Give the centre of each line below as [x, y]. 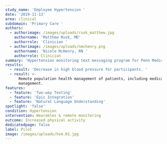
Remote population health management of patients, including [83, 79]
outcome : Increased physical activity [45, 120]
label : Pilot [19, 129]
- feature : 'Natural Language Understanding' [58, 102]
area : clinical [21, 19]
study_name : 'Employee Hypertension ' [45, 10]
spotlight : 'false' [25, 106]
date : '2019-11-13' [25, 14]
